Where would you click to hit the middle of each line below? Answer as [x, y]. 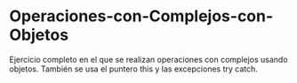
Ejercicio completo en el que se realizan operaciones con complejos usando [148, 59]
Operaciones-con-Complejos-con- [141, 16]
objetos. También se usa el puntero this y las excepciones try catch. [133, 69]
